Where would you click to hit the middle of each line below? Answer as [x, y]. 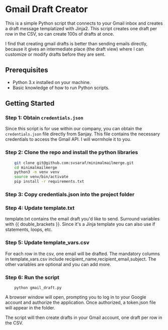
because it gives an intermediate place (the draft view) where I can [74, 49]
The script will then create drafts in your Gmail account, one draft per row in [84, 317]
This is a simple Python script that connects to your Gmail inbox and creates [84, 23]
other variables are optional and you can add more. [58, 264]
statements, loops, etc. [29, 229]
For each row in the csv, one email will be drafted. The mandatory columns [82, 254]
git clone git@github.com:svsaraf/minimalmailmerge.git [74, 163]
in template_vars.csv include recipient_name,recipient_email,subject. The [81, 259]
